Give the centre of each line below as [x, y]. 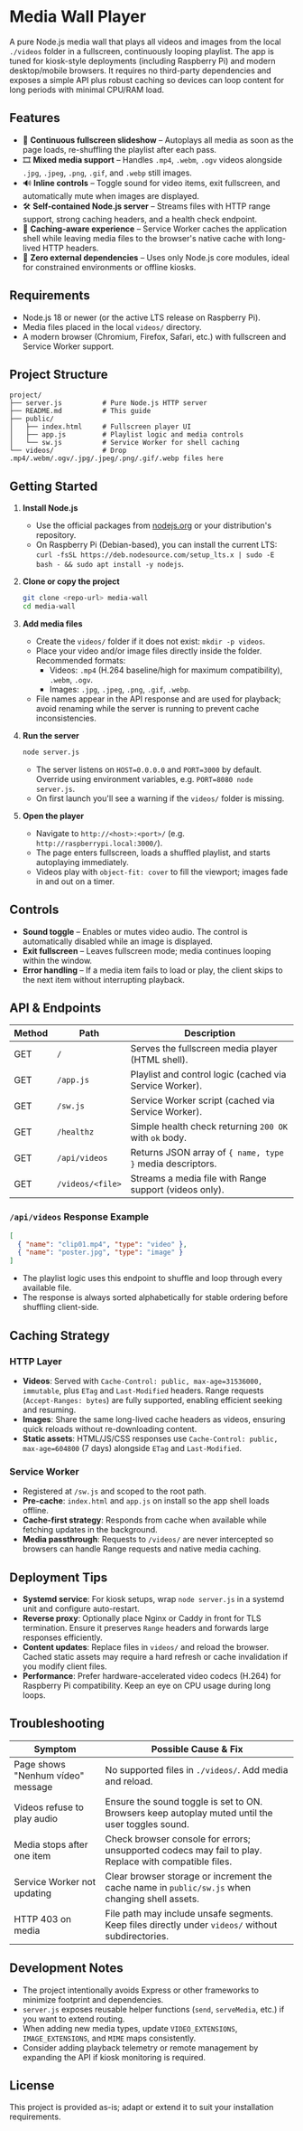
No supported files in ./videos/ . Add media [197, 1769]
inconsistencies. [66, 718]
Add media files [52, 623]
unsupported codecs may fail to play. [184, 1850]
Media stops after [51, 1844]
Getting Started [54, 486]
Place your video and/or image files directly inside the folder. [149, 651]
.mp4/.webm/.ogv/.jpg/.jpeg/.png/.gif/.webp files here [116, 458]
